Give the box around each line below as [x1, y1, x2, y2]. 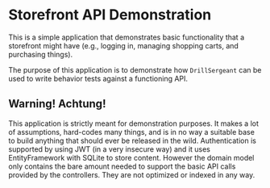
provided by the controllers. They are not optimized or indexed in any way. [8, 169, 255, 179]
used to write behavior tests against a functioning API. [8, 73, 188, 83]
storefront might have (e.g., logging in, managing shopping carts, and [8, 40, 239, 50]
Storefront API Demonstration [8, 6, 212, 24]
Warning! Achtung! [8, 97, 106, 111]
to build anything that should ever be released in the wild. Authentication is [8, 136, 256, 145]
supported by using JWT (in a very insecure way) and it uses [8, 144, 211, 154]
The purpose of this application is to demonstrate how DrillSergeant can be [8, 65, 262, 74]
